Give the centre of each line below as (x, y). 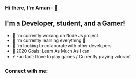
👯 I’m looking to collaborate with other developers (62, 45)
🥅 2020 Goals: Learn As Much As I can (51, 51)
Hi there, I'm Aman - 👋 (32, 8)
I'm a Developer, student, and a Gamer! (65, 24)
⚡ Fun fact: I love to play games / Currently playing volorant (71, 56)
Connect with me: (26, 71)
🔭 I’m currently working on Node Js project (55, 35)
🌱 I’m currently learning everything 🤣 (49, 40)
